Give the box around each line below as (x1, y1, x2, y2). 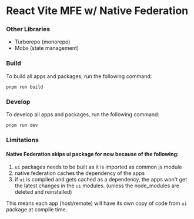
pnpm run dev (6, 122, 38, 129)
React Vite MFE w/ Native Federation (6, 4, 189, 18)
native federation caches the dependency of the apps (14, 170, 145, 177)
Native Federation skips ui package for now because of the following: (6, 150, 179, 157)
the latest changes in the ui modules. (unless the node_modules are (14, 182, 179, 189)
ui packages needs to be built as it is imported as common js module (14, 163, 182, 171)
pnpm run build (6, 84, 44, 90)
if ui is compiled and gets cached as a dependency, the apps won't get (14, 176, 187, 183)
